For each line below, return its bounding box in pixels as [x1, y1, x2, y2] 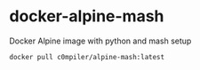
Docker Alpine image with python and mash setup [9, 35, 192, 46]
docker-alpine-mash [9, 6, 164, 27]
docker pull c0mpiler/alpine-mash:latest [9, 52, 165, 61]
